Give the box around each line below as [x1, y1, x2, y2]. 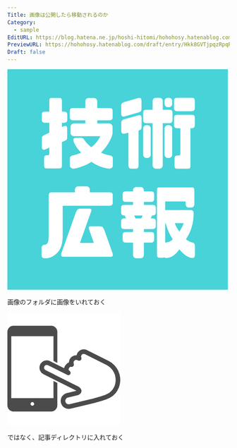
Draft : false [7, 49, 46, 56]
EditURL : [7, 34, 33, 41]
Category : [7, 18, 37, 26]
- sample [13, 26, 39, 33]
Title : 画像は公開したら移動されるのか [7, 11, 109, 18]
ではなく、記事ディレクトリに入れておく [7, 433, 125, 441]
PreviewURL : [7, 41, 42, 49]
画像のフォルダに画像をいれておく [7, 298, 107, 306]
